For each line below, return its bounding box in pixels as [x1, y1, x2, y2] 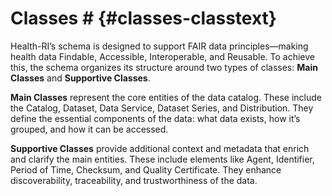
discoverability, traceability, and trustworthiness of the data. [10, 174, 258, 186]
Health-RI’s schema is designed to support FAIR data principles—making [10, 40, 309, 52]
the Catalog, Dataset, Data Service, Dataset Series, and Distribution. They [10, 102, 314, 114]
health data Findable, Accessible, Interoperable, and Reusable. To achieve [10, 50, 315, 62]
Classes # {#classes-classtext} [10, 7, 277, 30]
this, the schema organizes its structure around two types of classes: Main [10, 61, 318, 73]
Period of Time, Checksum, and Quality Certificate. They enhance [10, 163, 282, 176]
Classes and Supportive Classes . [10, 72, 151, 84]
